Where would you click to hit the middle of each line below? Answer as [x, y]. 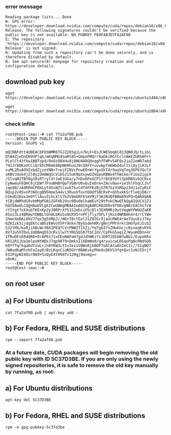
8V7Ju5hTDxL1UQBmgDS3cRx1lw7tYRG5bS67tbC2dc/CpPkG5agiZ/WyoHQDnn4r [78, 233]
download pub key [35, 82]
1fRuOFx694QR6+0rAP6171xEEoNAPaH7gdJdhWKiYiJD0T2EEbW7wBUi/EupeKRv [78, 237]
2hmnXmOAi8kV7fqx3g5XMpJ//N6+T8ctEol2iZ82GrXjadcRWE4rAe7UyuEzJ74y [78, 219]
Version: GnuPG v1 [25, 143]
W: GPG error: [20, 22]
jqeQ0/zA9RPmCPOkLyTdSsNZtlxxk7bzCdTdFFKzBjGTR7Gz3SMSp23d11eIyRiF [78, 188]
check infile [20, 124]
